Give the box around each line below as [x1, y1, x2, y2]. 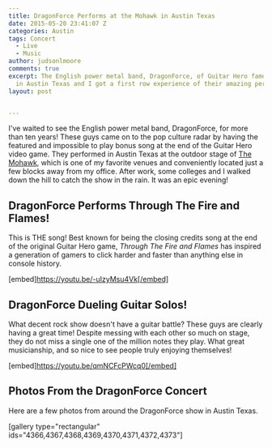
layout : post [8, 87, 53, 96]
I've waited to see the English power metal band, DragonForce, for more [8, 123, 249, 134]
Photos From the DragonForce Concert [8, 384, 208, 398]
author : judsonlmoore [8, 58, 82, 66]
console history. [8, 258, 62, 268]
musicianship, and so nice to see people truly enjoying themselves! [8, 345, 232, 355]
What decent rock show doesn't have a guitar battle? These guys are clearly [8, 319, 263, 329]
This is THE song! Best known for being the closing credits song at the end [8, 233, 257, 243]
